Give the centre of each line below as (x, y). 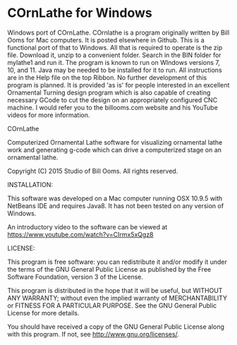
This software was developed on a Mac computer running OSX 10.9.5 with (115, 198)
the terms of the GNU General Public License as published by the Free (109, 269)
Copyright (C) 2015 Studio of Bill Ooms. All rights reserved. (93, 171)
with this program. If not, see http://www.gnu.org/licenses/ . (93, 334)
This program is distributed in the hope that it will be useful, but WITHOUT (115, 290)
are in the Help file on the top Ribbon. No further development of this (107, 77)
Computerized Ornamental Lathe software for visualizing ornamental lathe (115, 142)
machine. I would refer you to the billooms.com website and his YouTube (113, 107)
